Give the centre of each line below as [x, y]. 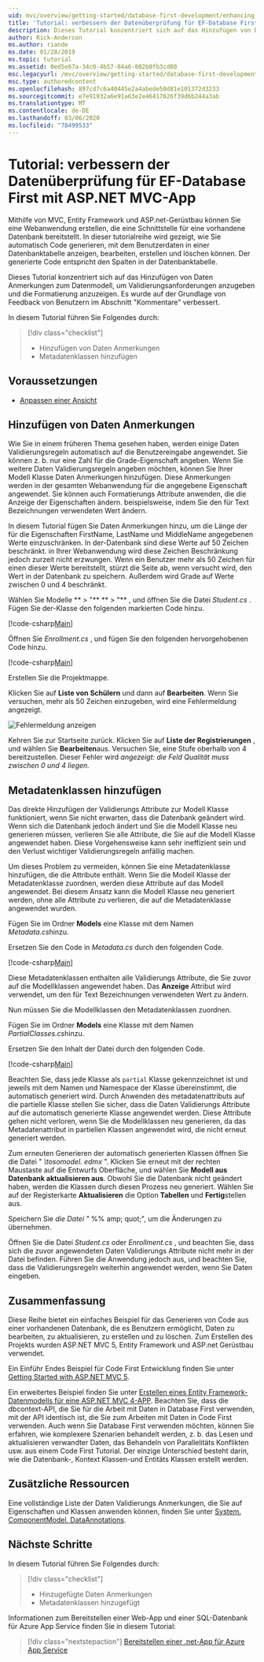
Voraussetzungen [53, 381]
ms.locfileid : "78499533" [50, 125]
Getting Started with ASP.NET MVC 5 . [69, 1377]
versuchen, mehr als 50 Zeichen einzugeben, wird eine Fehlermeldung [123, 702]
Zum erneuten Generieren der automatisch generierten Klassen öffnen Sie [128, 1153]
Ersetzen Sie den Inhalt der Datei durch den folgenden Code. [107, 1049]
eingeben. [24, 1276]
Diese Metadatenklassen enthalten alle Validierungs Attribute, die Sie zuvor [130, 978]
